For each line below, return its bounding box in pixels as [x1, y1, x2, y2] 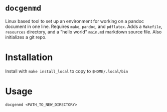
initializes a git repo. [5, 34, 47, 40]
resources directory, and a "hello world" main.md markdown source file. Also [5, 28, 162, 34]
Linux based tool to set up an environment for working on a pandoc [5, 18, 144, 24]
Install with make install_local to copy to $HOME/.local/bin [5, 68, 128, 74]
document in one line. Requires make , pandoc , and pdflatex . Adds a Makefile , [5, 23, 162, 29]
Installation [5, 51, 53, 63]
